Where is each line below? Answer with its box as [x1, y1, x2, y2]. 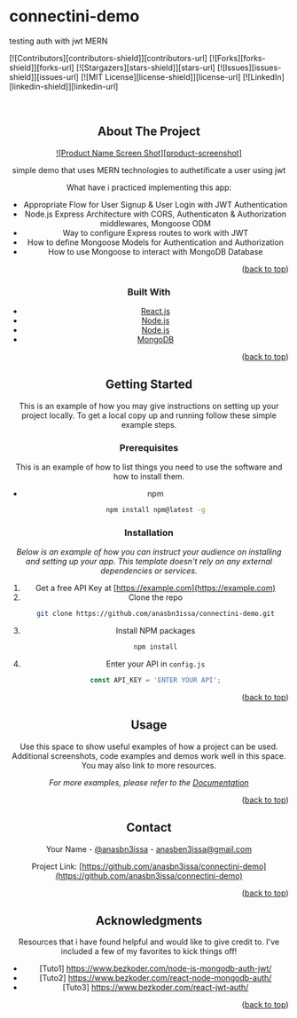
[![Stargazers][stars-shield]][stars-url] [75, 62, 215, 73]
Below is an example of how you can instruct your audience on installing [16, 547, 282, 557]
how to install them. [113, 471, 185, 482]
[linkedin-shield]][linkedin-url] [9, 81, 119, 91]
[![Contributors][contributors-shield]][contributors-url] [9, 52, 208, 63]
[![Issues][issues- [216, 62, 282, 73]
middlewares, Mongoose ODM [100, 217, 211, 228]
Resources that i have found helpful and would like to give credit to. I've [18, 936, 280, 947]
